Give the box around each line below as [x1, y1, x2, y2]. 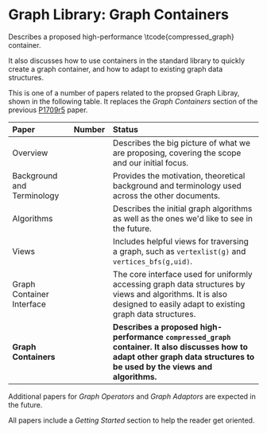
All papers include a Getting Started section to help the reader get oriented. [8, 415, 255, 425]
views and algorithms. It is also [112, 288, 228, 299]
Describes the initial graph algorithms [112, 203, 253, 214]
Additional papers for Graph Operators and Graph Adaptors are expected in [8, 392, 257, 401]
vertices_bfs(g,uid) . [112, 256, 193, 267]
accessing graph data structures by [112, 279, 246, 290]
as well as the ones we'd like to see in [112, 213, 253, 224]
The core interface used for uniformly [112, 268, 253, 279]
